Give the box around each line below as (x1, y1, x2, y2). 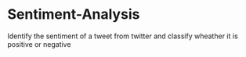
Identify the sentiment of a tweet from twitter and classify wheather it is (7, 31, 238, 41)
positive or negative (7, 39, 71, 48)
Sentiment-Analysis (7, 5, 140, 23)
